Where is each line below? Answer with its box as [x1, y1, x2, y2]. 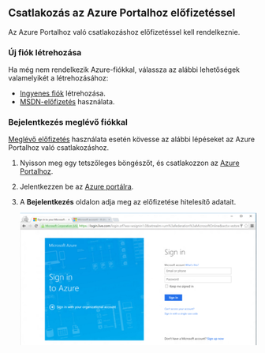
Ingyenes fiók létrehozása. [19, 88, 106, 98]
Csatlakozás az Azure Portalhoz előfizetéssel [8, 6, 236, 20]
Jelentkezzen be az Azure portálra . [19, 182, 134, 192]
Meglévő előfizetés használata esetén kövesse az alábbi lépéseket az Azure [8, 134, 255, 145]
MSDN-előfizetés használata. [19, 97, 115, 107]
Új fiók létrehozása [8, 47, 82, 58]
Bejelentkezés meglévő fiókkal [8, 117, 128, 128]
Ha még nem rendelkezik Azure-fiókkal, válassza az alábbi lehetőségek [8, 65, 241, 74]
